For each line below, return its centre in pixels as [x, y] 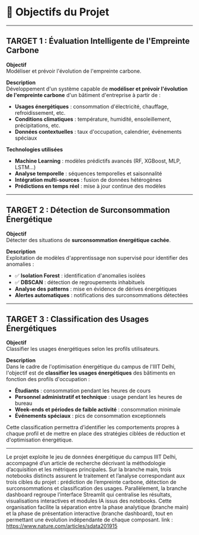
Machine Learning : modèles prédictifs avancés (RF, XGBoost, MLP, [98, 161]
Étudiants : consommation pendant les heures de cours [83, 391]
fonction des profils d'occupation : [48, 379]
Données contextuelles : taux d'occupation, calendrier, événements [98, 131]
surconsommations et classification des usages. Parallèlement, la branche [97, 488]
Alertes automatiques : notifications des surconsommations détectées [101, 295]
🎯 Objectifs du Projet [58, 12]
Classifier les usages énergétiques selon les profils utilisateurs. [83, 349]
